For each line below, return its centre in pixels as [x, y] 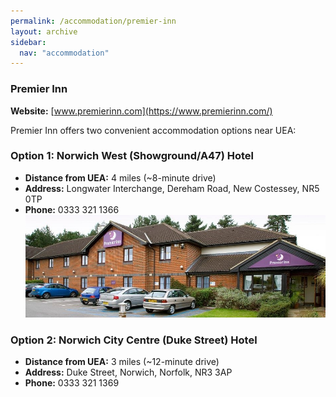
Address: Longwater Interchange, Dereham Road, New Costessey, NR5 [172, 188]
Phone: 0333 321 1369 [72, 382]
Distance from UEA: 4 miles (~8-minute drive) [120, 177]
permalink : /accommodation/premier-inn [93, 21]
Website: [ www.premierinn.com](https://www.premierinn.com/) [141, 111]
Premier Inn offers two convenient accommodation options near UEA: [153, 130]
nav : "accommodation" [64, 53]
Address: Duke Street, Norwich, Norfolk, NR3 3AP [128, 372]
